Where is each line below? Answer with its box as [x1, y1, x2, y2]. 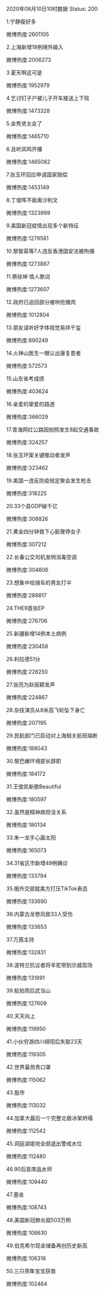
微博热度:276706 [6, 617, 48, 624]
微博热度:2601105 [6, 31, 50, 38]
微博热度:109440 [6, 1178, 48, 1185]
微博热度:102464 [6, 1280, 48, 1287]
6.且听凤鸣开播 [6, 146, 43, 152]
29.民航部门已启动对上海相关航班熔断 [6, 732, 98, 739]
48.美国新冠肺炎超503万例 [6, 1217, 72, 1223]
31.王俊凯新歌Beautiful [6, 783, 61, 790]
